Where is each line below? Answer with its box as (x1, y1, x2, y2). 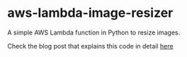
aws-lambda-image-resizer (7, 5, 174, 21)
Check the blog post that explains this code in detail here (7, 42, 174, 50)
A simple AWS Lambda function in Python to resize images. (7, 28, 181, 37)
